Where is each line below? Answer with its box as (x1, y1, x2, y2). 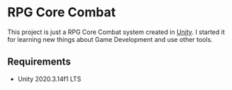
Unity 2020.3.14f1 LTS (17, 74, 82, 83)
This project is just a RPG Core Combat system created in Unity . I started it (7, 28, 225, 36)
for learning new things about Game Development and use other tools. (7, 35, 213, 43)
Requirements (7, 56, 71, 68)
